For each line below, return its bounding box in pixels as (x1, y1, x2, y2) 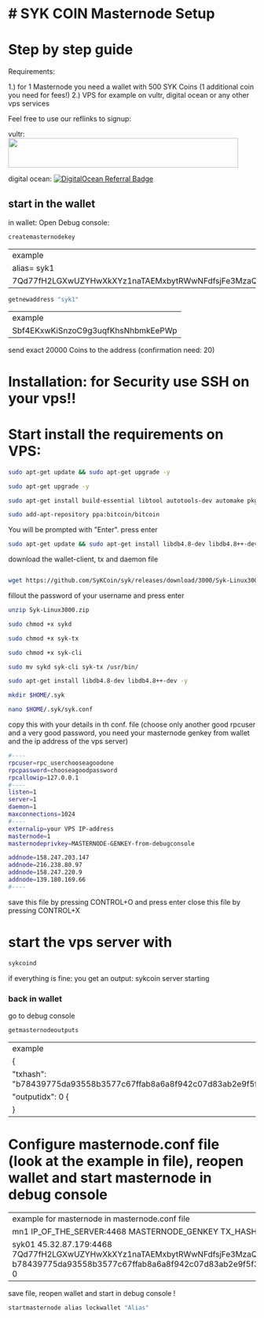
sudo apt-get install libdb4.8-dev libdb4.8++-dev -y (8, 677, 189, 685)
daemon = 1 (8, 803, 37, 811)
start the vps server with (8, 934, 173, 951)
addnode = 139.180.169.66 (8, 876, 86, 884)
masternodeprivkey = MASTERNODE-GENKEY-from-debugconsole (8, 839, 195, 847)
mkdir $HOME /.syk (8, 691, 65, 699)
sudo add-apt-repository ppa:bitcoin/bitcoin (8, 511, 159, 519)
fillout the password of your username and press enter (8, 591, 185, 601)
